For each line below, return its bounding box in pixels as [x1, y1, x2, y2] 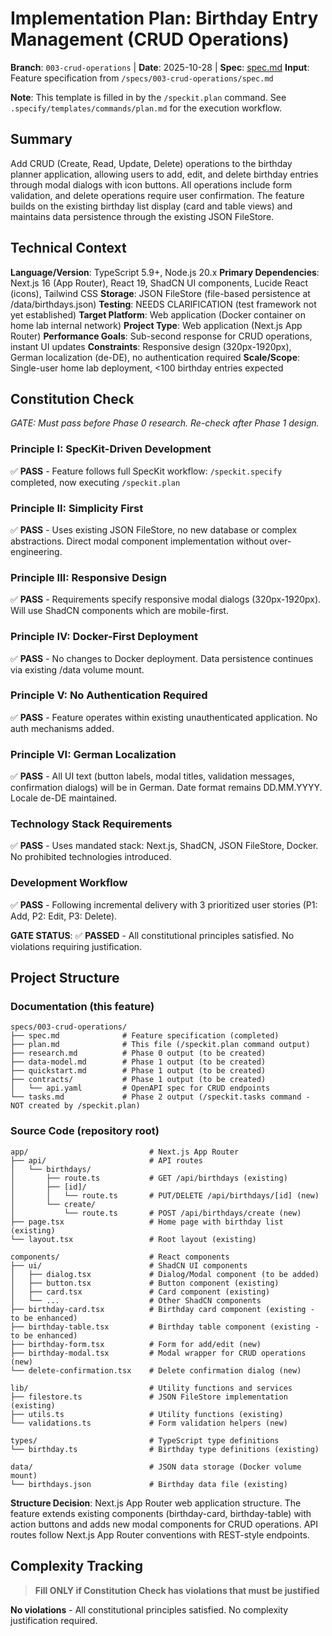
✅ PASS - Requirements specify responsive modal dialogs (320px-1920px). [10, 593, 322, 606]
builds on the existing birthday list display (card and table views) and [10, 200, 293, 212]
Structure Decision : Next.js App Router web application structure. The [10, 1497, 302, 1509]
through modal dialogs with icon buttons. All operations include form [10, 178, 293, 191]
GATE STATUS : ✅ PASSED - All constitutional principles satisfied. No [10, 929, 295, 941]
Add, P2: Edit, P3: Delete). [10, 910, 118, 922]
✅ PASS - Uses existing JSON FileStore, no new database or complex [10, 523, 298, 536]
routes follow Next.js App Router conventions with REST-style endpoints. [10, 1528, 310, 1541]
